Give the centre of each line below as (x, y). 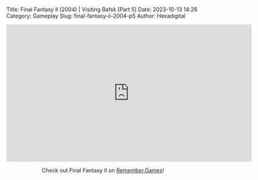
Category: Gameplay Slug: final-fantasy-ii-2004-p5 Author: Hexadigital (96, 16)
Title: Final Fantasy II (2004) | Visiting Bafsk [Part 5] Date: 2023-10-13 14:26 (102, 9)
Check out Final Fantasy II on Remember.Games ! (103, 170)
